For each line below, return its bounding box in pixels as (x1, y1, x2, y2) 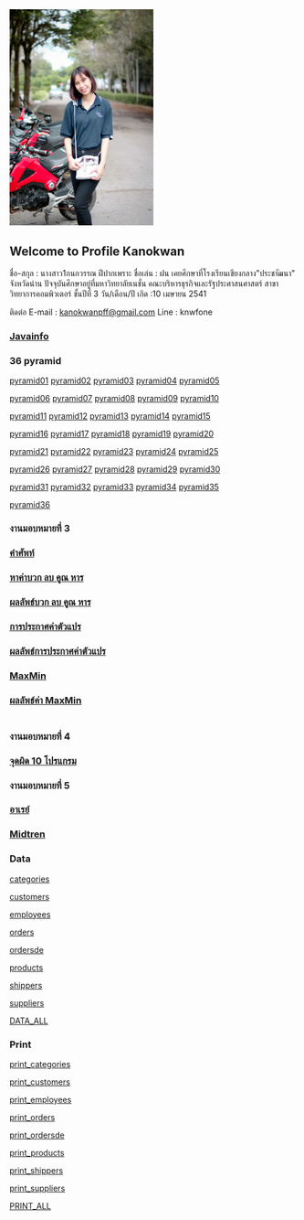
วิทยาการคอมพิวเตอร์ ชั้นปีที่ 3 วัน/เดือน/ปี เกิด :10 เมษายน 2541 (9, 288, 207, 299)
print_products (9, 1147, 65, 1158)
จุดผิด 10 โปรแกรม (9, 754, 78, 767)
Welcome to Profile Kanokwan (9, 243, 185, 259)
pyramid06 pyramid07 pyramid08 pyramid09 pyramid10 (9, 393, 219, 404)
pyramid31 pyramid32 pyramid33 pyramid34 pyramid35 (9, 482, 219, 493)
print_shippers (9, 1164, 64, 1176)
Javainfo (9, 330, 49, 343)
